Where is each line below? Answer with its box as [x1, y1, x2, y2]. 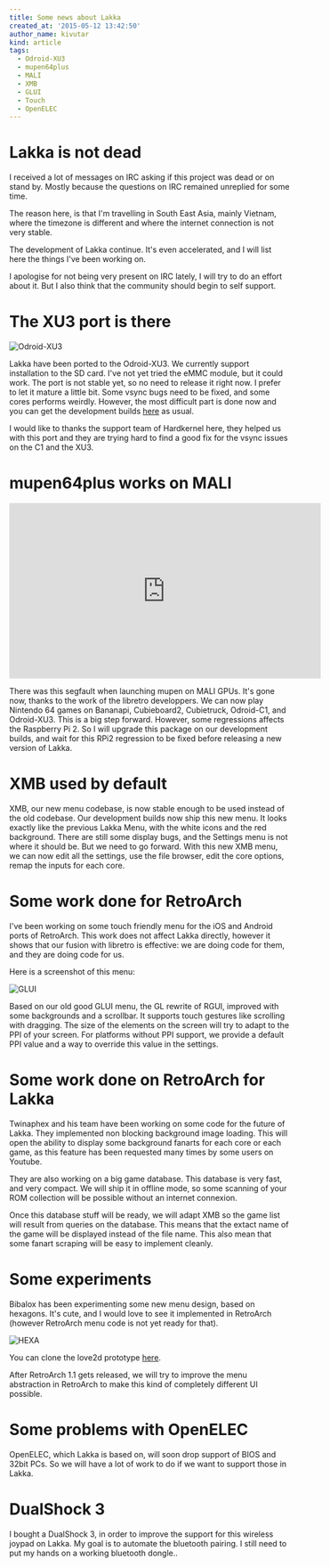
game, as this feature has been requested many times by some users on [9, 1147, 274, 1157]
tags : [9, 46, 29, 55]
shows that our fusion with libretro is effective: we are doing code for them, [9, 939, 286, 950]
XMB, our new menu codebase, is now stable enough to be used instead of [9, 804, 285, 813]
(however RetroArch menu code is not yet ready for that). [9, 1318, 219, 1328]
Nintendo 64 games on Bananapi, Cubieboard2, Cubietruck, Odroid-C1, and [9, 705, 286, 715]
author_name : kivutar [9, 29, 90, 38]
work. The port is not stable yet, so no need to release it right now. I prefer [9, 378, 282, 388]
